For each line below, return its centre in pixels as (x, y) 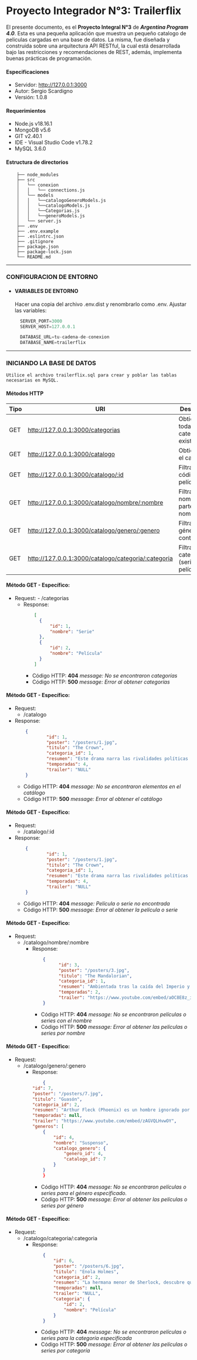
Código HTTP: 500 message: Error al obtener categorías (101, 682)
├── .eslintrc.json (40, 236)
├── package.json (38, 247)
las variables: (30, 310)
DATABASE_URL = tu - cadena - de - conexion (65, 337)
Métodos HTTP (25, 393)
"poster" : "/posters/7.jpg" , (68, 1093)
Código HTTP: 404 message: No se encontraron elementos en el (102, 786)
